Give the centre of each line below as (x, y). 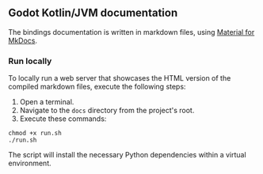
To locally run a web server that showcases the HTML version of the (120, 78)
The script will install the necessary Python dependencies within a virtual (128, 155)
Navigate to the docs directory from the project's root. (107, 111)
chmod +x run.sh (35, 134)
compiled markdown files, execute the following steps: (97, 87)
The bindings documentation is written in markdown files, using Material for (131, 32)
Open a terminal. (47, 102)
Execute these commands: (63, 119)
